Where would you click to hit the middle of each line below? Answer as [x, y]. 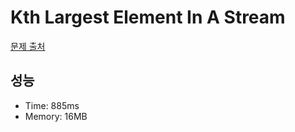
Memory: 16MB [56, 116]
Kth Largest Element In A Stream [148, 17]
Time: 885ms [52, 105]
